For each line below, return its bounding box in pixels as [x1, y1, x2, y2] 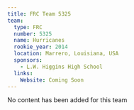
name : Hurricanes [13, 37, 65, 44]
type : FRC [13, 23, 43, 31]
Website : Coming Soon [20, 76, 84, 84]
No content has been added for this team [7, 96, 128, 104]
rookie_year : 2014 [13, 43, 69, 50]
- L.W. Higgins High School [20, 63, 103, 70]
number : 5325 [13, 30, 52, 38]
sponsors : [13, 57, 43, 64]
